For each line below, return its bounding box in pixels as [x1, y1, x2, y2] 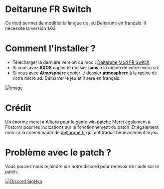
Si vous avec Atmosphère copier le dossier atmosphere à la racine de [12, 70, 158, 76]
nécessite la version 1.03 [5, 25, 56, 31]
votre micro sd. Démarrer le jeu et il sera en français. [12, 75, 121, 81]
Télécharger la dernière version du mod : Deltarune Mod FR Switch [12, 59, 150, 65]
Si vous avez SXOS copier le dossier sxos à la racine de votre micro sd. [12, 64, 160, 70]
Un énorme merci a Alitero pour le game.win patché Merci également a [5, 119, 151, 125]
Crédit [5, 102, 31, 114]
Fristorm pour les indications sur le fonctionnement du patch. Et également [5, 124, 159, 130]
